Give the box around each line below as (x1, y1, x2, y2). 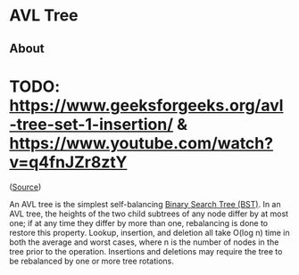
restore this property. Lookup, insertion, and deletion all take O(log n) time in (9, 227, 290, 238)
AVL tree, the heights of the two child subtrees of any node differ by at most (9, 208, 288, 219)
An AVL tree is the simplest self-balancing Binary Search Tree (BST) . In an (9, 198, 281, 209)
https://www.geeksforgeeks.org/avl (9, 95, 284, 116)
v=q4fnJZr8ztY (9, 152, 128, 172)
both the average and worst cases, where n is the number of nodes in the (9, 237, 279, 247)
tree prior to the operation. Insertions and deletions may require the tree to (9, 246, 283, 256)
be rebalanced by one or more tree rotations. (9, 255, 174, 266)
